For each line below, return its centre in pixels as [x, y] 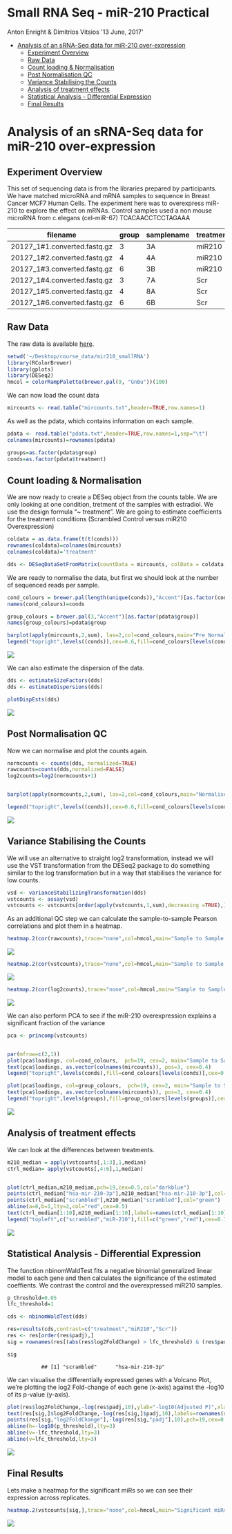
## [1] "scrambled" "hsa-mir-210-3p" [103, 1367]
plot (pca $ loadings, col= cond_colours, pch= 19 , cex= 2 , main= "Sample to [112, 1060]
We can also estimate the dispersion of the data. [76, 668]
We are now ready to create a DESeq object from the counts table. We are [112, 497]
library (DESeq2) [30, 376]
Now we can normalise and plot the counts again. [78, 750]
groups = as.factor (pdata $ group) [52, 453]
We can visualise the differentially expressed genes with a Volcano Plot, [109, 1379]
